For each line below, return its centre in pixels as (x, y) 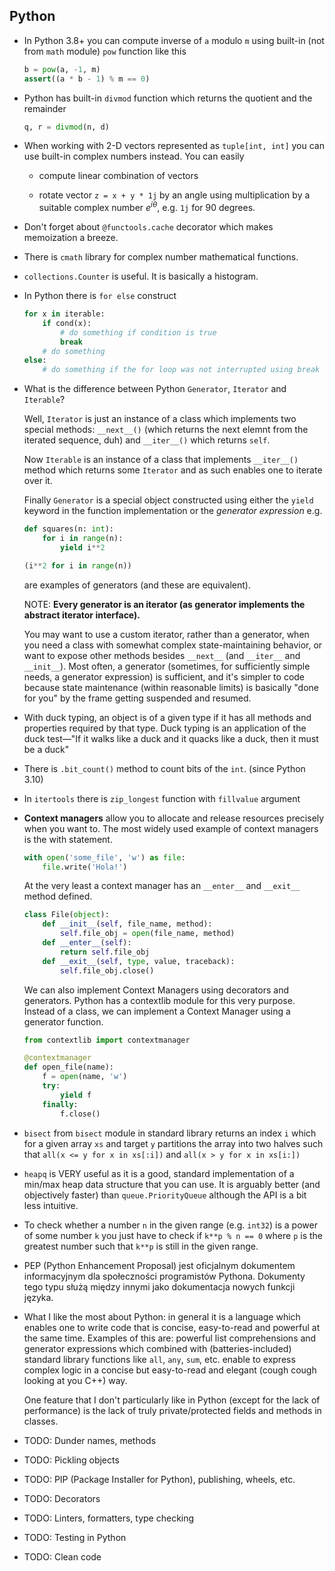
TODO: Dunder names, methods (90, 1440)
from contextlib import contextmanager (107, 1040)
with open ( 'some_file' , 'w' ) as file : (104, 857)
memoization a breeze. (71, 238)
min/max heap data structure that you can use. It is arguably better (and (172, 1184)
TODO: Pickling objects (71, 1460)
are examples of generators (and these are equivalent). (137, 585)
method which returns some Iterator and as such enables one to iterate (173, 470)
